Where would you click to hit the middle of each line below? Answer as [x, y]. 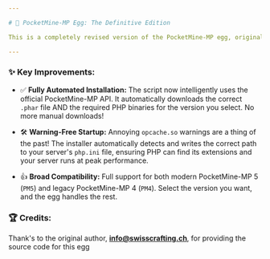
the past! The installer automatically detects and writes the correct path [138, 143]
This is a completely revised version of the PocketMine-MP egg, [120, 37]
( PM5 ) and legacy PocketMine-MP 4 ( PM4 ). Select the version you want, [136, 188]
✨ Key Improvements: [52, 72]
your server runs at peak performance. [84, 160]
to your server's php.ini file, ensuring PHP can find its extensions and [136, 152]
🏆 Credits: [30, 217]
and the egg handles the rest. [69, 196]
